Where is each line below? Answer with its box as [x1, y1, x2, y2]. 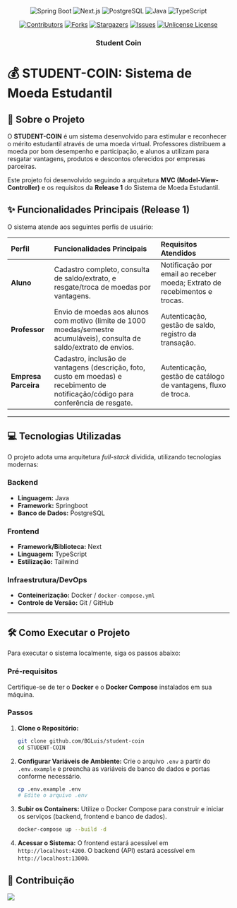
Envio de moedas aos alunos [54, 307, 150, 317]
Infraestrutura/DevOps [7, 575, 87, 585]
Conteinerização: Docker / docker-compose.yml [17, 591, 155, 600]
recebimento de [54, 380, 107, 390]
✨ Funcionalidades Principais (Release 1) [7, 204, 190, 216]
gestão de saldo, [160, 320, 217, 330]
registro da [160, 329, 197, 338]
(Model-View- [176, 175, 219, 184]
